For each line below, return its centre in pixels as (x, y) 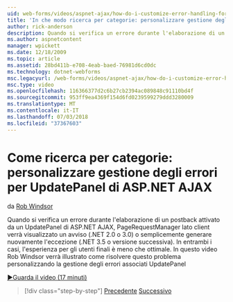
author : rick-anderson (40, 26)
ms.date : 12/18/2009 (37, 53)
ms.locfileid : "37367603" (44, 123)
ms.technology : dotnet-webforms (54, 72)
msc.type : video (31, 85)
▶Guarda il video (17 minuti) (47, 278)
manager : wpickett (34, 46)
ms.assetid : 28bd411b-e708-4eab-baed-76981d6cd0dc (82, 65)
